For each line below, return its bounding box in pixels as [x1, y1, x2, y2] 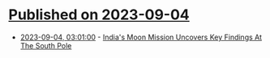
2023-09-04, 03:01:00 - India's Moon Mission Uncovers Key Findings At [19, 32, 262, 42]
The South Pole [19, 40, 72, 50]
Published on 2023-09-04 [8, 6, 191, 24]
